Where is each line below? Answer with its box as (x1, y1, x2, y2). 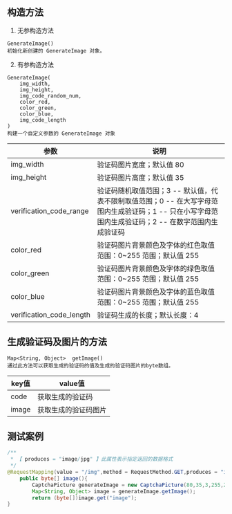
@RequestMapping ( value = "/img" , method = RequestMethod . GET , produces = (7, 469, 217, 476)
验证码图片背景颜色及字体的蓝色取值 (97, 286, 215, 296)
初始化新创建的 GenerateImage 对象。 (7, 47, 106, 54)
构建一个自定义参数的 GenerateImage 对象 (7, 130, 116, 137)
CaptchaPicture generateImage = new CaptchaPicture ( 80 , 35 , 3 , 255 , (32, 481, 224, 488)
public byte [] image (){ (19, 475, 88, 482)
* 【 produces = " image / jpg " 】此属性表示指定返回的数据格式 (10, 456, 173, 463)
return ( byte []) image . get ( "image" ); (32, 494, 137, 502)
